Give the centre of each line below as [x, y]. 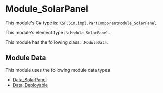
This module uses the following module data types [58, 70]
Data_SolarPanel [30, 80]
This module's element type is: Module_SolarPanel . [58, 32]
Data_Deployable [30, 85]
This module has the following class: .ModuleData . [57, 42]
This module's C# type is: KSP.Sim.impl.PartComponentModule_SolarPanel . [82, 23]
